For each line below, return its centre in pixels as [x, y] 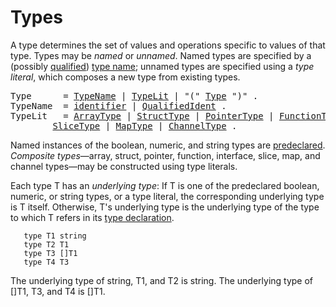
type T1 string [55, 236]
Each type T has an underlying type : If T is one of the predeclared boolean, [165, 185]
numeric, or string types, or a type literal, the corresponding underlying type [167, 196]
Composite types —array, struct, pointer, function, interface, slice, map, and [165, 155]
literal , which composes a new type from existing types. [125, 77]
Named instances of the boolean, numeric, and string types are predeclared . [168, 145]
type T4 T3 [46, 262]
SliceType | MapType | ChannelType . [145, 125]
